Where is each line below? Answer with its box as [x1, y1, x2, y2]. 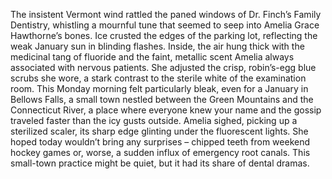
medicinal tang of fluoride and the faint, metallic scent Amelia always [10, 51, 295, 63]
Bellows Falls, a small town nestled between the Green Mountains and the [10, 94, 314, 105]
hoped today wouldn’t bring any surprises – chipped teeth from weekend [10, 136, 311, 148]
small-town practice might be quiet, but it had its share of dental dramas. [10, 157, 310, 169]
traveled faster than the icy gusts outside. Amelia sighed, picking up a [10, 115, 298, 126]
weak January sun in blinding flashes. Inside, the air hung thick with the [10, 40, 305, 52]
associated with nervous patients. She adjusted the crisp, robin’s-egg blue [10, 62, 317, 73]
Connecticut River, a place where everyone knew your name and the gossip [10, 104, 322, 116]
